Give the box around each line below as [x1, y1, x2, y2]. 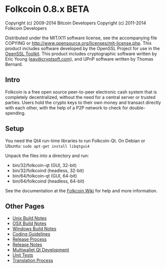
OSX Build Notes [12, 220, 47, 227]
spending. [5, 110, 26, 116]
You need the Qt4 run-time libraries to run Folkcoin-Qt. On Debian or [5, 138, 146, 144]
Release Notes [12, 242, 42, 248]
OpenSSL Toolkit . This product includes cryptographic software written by [5, 51, 158, 57]
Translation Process [12, 258, 53, 264]
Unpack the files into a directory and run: [5, 153, 89, 159]
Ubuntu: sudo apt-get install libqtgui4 [5, 143, 90, 149]
